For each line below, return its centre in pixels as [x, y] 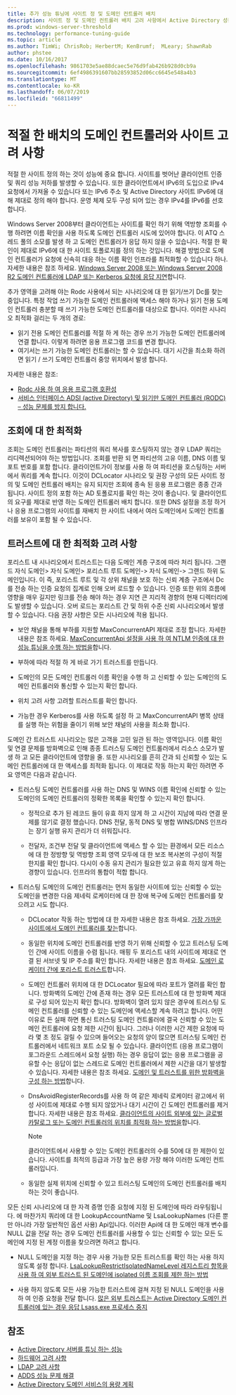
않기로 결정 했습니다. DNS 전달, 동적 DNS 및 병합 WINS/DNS [125, 822]
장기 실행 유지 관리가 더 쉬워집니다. [83, 830]
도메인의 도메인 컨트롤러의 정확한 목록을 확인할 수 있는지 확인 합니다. [111, 798]
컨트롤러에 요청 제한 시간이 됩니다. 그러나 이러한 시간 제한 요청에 [129, 1028]
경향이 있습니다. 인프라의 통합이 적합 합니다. [88, 872]
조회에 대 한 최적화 [45, 431]
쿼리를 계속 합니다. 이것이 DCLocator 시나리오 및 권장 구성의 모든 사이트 [119, 476]
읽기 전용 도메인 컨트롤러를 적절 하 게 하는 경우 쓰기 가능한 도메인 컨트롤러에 [122, 333]
